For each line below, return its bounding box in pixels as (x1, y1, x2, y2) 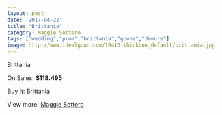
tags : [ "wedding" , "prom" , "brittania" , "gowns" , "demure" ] (7, 36, 169, 42)
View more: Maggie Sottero (7, 101, 84, 108)
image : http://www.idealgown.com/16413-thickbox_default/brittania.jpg (7, 42, 215, 49)
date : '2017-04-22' (7, 16, 63, 23)
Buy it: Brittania (7, 87, 50, 95)
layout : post (7, 10, 44, 17)
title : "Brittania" (7, 23, 63, 29)
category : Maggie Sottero (7, 29, 81, 36)
